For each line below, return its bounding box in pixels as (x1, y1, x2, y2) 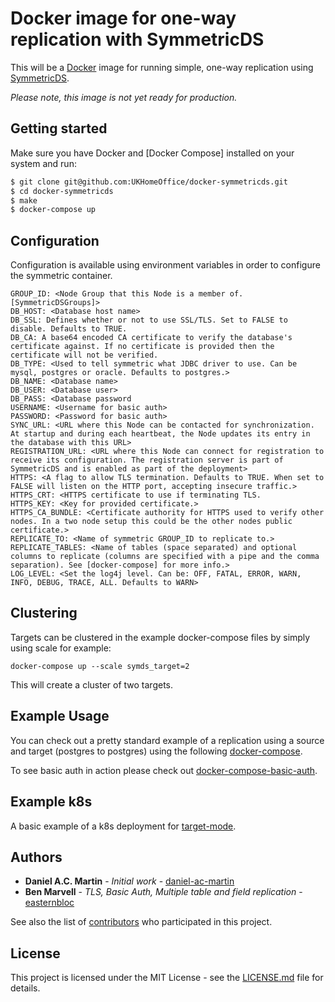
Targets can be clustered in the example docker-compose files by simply (10, 631, 311, 643)
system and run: (10, 157, 77, 169)
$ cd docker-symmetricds (10, 186, 114, 196)
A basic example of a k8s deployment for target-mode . (10, 820, 237, 832)
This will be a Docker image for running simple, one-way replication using (10, 61, 314, 73)
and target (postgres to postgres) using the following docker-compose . (10, 745, 303, 757)
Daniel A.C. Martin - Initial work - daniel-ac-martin (24, 875, 235, 887)
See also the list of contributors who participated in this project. (10, 916, 273, 928)
